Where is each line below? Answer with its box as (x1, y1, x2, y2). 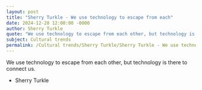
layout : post (6, 8, 39, 15)
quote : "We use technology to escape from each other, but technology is (6, 31, 195, 37)
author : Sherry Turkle (6, 25, 63, 32)
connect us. (6, 65, 36, 72)
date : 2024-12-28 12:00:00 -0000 (6, 20, 90, 26)
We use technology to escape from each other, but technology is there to (6, 58, 188, 66)
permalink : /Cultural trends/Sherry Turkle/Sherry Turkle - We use (6, 43, 179, 49)
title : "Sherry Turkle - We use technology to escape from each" (6, 14, 173, 20)
